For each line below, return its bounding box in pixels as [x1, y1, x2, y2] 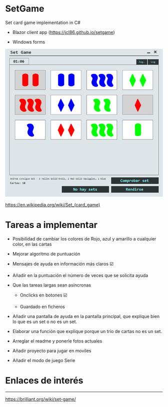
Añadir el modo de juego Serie [12, 357, 75, 363]
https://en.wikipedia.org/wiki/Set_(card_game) [5, 202, 100, 208]
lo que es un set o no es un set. [12, 318, 77, 325]
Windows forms [12, 38, 45, 45]
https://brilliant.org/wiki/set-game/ [5, 396, 76, 402]
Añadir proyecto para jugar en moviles [12, 348, 91, 354]
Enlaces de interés [5, 375, 83, 386]
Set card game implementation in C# [5, 19, 81, 25]
